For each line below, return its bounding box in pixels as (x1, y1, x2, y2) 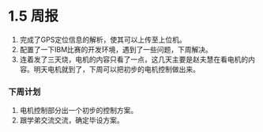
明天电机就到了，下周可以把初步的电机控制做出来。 (33, 64, 200, 74)
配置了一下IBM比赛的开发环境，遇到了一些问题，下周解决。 (19, 44, 213, 54)
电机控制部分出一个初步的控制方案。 (19, 106, 138, 115)
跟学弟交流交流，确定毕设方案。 (19, 115, 124, 125)
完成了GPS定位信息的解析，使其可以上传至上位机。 (19, 35, 187, 44)
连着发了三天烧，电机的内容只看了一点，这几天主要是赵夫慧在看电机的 (19, 55, 249, 64)
